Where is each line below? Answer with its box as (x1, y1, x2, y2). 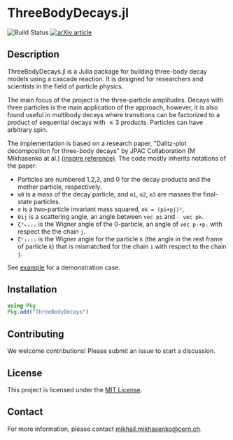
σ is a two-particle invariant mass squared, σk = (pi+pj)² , (17, 205, 185, 213)
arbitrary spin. (7, 125, 48, 134)
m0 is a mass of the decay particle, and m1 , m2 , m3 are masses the (17, 189, 202, 198)
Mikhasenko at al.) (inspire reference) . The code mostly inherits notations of (7, 154, 226, 162)
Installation (7, 284, 57, 295)
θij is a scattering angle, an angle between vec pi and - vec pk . (17, 212, 204, 220)
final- (202, 189, 219, 198)
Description (7, 48, 59, 60)
